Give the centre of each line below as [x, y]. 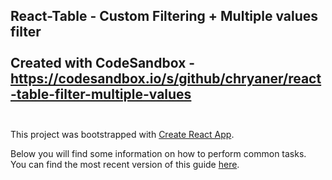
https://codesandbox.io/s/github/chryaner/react [166, 79]
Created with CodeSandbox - [103, 63]
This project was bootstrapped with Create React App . [122, 134]
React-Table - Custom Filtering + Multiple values [164, 16]
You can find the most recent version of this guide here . [125, 164]
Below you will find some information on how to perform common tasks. [158, 153]
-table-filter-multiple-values [101, 94]
